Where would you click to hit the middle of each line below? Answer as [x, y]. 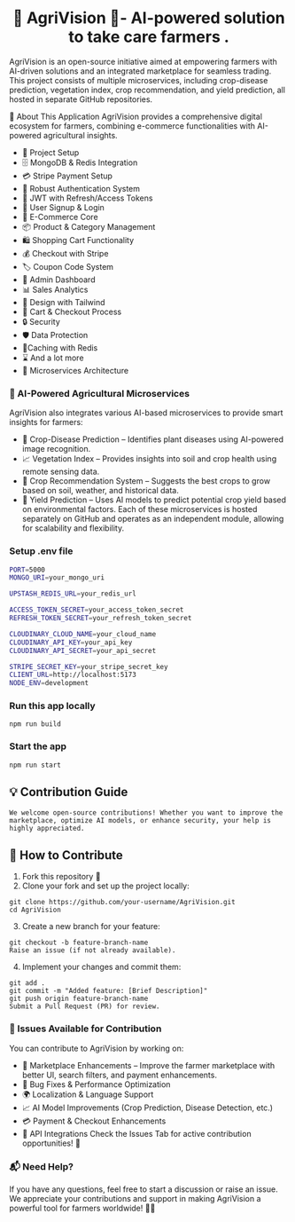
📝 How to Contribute [66, 855]
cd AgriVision [35, 910]
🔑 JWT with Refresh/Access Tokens [87, 198]
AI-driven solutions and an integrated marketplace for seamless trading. [140, 71]
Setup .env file [41, 551]
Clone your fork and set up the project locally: [105, 886]
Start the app [38, 746]
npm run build [35, 724]
